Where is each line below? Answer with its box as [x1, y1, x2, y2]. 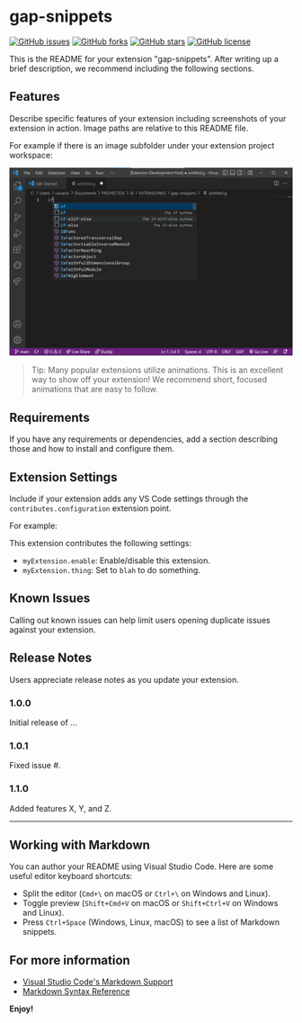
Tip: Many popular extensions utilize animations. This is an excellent [31, 364, 284, 375]
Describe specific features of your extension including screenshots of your [9, 112, 287, 123]
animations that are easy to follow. [31, 384, 159, 395]
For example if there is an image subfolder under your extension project [9, 139, 275, 150]
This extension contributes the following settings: [9, 538, 191, 549]
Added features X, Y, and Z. [9, 803, 112, 813]
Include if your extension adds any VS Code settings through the [9, 493, 249, 505]
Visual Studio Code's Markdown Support [22, 976, 173, 987]
